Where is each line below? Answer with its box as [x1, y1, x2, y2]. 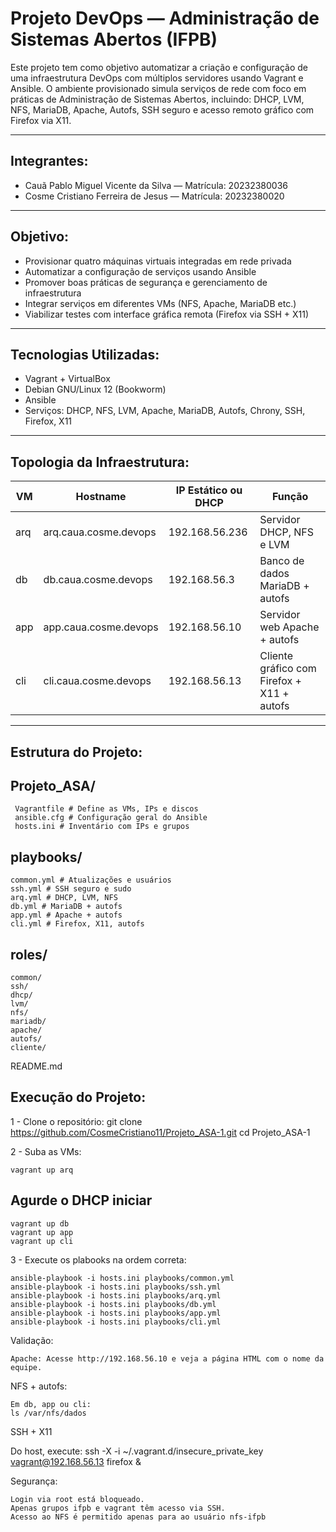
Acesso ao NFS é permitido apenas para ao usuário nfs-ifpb [10, 1512, 267, 1522]
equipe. [10, 1362, 43, 1372]
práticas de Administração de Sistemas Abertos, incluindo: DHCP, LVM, [10, 93, 305, 105]
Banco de [259, 554, 305, 568]
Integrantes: [10, 153, 89, 170]
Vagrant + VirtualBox [24, 373, 111, 385]
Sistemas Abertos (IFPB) [10, 28, 218, 51]
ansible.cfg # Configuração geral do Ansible [14, 813, 208, 823]
